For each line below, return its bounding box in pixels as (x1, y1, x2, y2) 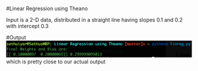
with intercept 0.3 (6, 23, 49, 29)
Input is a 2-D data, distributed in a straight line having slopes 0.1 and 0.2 (6, 16, 183, 23)
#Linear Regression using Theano (6, 5, 88, 12)
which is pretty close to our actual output (6, 58, 106, 65)
